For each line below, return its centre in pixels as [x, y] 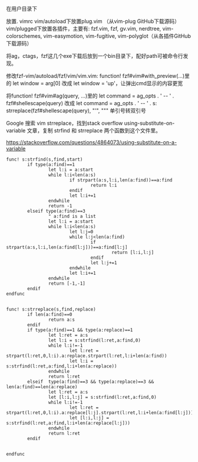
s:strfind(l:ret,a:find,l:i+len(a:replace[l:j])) [68, 423]
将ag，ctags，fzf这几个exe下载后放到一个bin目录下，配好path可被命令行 [95, 56]
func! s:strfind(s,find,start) [44, 160]
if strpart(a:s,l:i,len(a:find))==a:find [121, 180]
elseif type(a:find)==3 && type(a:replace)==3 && [91, 382]
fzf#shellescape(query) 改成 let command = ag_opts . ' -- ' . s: [82, 103]
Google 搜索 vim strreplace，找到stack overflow [65, 123]
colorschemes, [24, 36]
